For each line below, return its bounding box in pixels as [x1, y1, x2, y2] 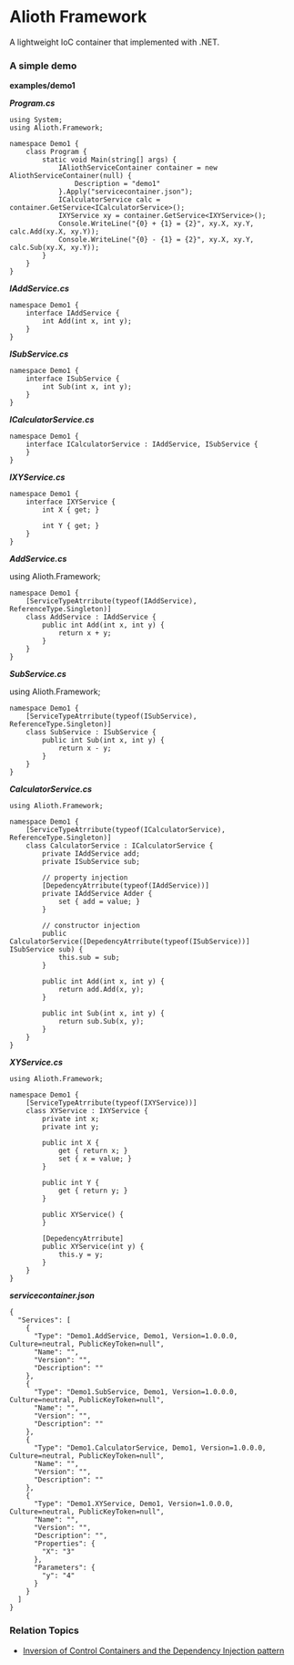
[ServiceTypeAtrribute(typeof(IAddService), [25, 597, 198, 606]
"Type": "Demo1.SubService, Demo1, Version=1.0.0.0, [33, 1388, 238, 1397]
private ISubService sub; [42, 858, 141, 867]
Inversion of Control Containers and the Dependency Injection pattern [22, 1645, 285, 1656]
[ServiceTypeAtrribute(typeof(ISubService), [25, 712, 198, 722]
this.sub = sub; [57, 953, 120, 963]
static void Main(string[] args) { [42, 155, 177, 165]
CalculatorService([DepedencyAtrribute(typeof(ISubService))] [9, 937, 250, 946]
